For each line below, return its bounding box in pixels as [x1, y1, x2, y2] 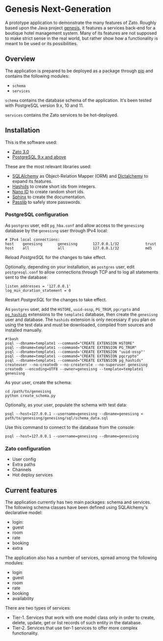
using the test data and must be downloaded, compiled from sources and [5, 321, 153, 327]
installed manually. [5, 327, 43, 333]
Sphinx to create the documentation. [12, 194, 86, 200]
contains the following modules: [5, 73, 70, 79]
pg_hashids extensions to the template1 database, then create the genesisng [5, 311, 158, 317]
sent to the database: [5, 274, 48, 280]
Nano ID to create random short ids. [12, 188, 85, 194]
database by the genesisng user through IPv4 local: [5, 227, 108, 234]
